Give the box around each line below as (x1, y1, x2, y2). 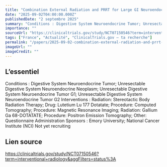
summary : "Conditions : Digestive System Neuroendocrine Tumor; (5, 21, 141, 26)
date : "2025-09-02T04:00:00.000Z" (5, 12, 77, 17)
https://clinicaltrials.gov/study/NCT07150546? (5, 151, 99, 157)
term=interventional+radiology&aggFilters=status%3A (5, 156, 116, 162)
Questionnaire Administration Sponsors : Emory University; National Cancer (5, 118, 160, 124)
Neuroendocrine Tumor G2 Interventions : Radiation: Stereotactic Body (5, 97, 150, 103)
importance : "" (5, 26, 37, 31)
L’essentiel (5, 67, 39, 76)
